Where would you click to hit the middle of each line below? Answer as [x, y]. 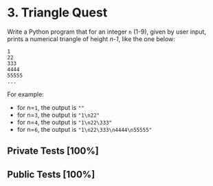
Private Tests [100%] [53, 151]
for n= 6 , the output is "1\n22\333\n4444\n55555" [85, 129]
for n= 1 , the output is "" [51, 107]
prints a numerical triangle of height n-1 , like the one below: [91, 38]
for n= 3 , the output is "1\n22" [58, 115]
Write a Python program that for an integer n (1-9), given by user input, [107, 32]
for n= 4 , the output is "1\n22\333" [64, 122]
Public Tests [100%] [51, 174]
